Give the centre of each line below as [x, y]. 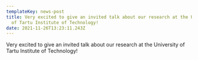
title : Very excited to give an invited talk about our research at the [97, 17]
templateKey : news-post [35, 11]
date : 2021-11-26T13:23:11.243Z [46, 28]
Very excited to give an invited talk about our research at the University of [95, 45]
